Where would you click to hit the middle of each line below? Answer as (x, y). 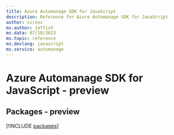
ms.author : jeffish (30, 28)
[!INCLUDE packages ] (32, 126)
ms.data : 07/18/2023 (31, 33)
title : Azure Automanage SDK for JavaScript (61, 11)
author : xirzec (25, 22)
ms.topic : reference (31, 38)
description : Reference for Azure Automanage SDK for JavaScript (87, 17)
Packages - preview (43, 112)
